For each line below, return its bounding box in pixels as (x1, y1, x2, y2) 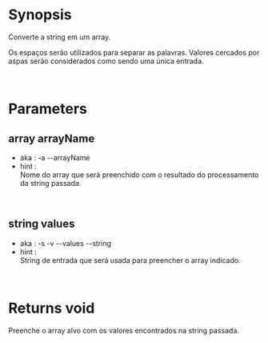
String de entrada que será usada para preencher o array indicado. (19, 255, 242, 265)
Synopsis (8, 6, 72, 24)
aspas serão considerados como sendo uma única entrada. (8, 56, 204, 66)
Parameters (8, 100, 88, 118)
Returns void (8, 299, 95, 317)
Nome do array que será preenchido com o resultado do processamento (19, 170, 259, 180)
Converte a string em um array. (8, 32, 111, 42)
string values (8, 217, 75, 231)
